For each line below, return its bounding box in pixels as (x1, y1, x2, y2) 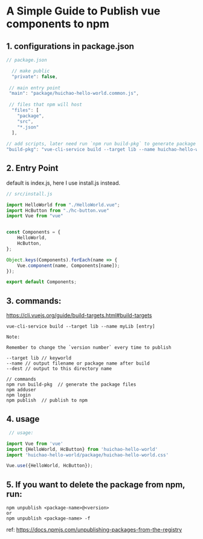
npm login (6, 392, 31, 398)
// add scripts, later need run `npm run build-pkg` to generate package (6, 141, 196, 147)
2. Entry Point (6, 163, 59, 173)
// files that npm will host (8, 101, 83, 108)
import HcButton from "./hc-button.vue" (6, 207, 110, 214)
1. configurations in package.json (6, 41, 135, 51)
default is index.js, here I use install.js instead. (6, 179, 121, 187)
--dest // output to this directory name (6, 366, 112, 372)
